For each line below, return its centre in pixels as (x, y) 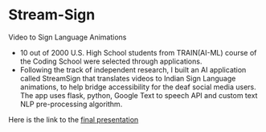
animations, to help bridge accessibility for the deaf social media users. (138, 87)
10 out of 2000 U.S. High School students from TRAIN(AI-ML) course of (138, 52)
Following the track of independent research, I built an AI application (133, 69)
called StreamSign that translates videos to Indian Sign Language (128, 78)
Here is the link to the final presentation (74, 119)
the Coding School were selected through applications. (111, 61)
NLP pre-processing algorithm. (71, 104)
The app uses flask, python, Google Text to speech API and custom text (139, 95)
